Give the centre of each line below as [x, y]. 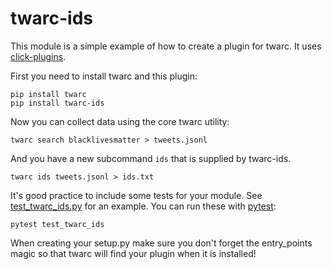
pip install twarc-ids [57, 103]
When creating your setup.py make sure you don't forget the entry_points [161, 243]
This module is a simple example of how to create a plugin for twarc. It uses [166, 46]
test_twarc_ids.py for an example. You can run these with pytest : [143, 206]
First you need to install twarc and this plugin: [104, 76]
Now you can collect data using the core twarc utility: [120, 121]
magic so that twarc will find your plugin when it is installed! [133, 253]
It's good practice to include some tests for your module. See [136, 195]
